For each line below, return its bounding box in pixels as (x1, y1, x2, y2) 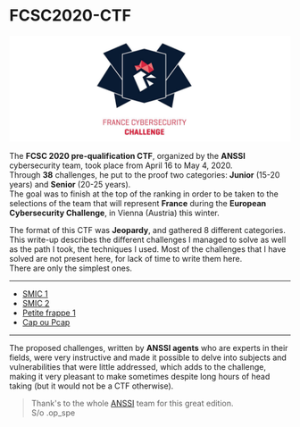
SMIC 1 (21, 288, 49, 299)
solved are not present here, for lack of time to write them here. (9, 253, 243, 264)
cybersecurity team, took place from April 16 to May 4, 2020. (9, 160, 233, 171)
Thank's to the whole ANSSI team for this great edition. (30, 398, 234, 408)
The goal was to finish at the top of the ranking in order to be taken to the (9, 188, 279, 199)
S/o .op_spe (30, 407, 76, 418)
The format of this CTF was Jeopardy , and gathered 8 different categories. (9, 224, 286, 235)
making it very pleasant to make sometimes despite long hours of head (9, 371, 271, 381)
